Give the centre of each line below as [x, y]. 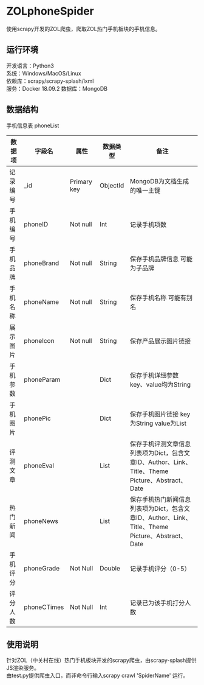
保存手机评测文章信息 [160, 444]
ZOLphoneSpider [50, 11]
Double [110, 568]
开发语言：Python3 [30, 66]
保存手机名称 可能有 [158, 298]
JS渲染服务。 [23, 668]
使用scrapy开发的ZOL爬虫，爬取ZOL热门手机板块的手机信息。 [83, 29]
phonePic [38, 418]
